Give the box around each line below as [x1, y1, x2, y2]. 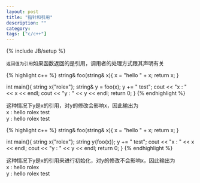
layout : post [6, 8, 39, 15]
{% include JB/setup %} [6, 47, 66, 54]
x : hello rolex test [6, 109, 50, 116]
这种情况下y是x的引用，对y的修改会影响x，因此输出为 [6, 102, 139, 109]
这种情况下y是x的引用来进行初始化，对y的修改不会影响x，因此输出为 [6, 157, 175, 164]
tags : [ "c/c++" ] [6, 31, 47, 37]
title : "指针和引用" [6, 14, 53, 20]
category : [6, 25, 31, 32]
